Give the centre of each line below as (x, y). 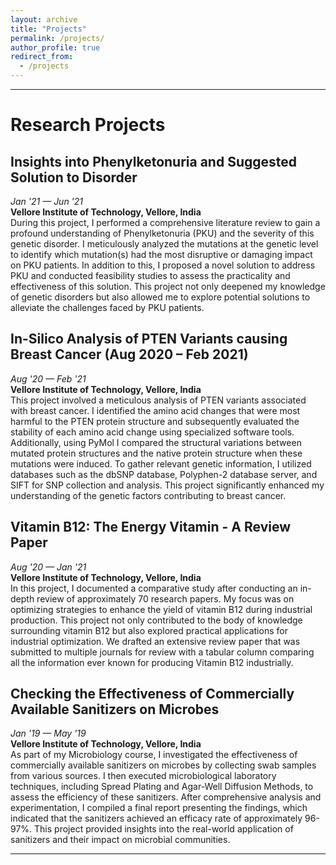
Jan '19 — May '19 (48, 733)
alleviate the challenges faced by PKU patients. (107, 307)
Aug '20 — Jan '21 (48, 567)
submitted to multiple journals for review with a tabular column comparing (162, 652)
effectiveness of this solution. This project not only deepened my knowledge (168, 286)
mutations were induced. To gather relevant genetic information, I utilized (161, 463)
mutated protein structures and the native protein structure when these (156, 453)
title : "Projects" (48, 29)
